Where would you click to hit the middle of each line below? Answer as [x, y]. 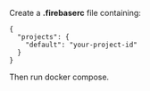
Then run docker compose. [59, 77]
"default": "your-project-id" [82, 45]
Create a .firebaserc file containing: [75, 13]
